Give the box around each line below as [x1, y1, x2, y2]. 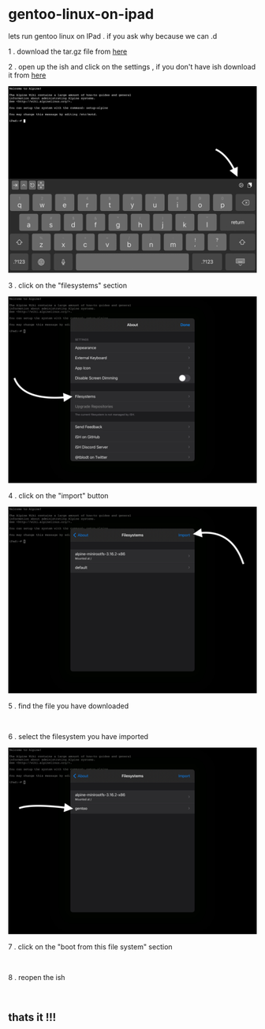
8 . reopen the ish [8, 972, 65, 982]
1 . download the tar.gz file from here [8, 47, 128, 56]
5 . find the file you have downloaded [8, 700, 129, 711]
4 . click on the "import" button [8, 490, 109, 500]
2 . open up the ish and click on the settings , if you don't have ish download [8, 62, 256, 71]
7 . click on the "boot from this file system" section [8, 941, 173, 952]
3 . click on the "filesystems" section [8, 280, 128, 290]
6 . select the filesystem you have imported [8, 731, 148, 741]
